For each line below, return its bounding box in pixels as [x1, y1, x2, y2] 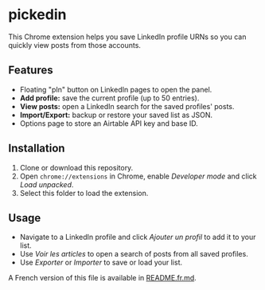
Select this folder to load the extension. [19, 188, 149, 198]
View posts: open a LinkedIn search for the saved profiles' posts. [19, 101, 235, 111]
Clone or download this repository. [19, 163, 134, 172]
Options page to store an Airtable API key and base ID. [19, 118, 199, 128]
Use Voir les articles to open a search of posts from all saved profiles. [19, 249, 248, 259]
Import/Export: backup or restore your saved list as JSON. [19, 110, 213, 120]
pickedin [8, 6, 67, 24]
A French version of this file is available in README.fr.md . [8, 273, 197, 283]
